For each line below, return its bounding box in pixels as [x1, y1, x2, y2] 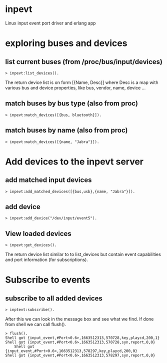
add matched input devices [5, 176, 92, 184]
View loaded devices [5, 229, 71, 238]
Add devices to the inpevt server [5, 156, 144, 167]
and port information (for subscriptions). [5, 256, 88, 263]
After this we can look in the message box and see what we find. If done [5, 316, 154, 322]
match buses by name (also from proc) [5, 126, 128, 134]
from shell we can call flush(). [5, 321, 66, 327]
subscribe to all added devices [5, 294, 102, 302]
